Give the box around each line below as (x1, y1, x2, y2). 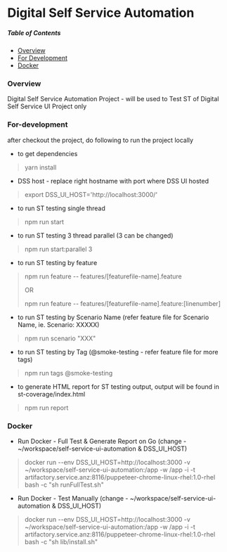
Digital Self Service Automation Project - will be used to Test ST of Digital (7, 95, 219, 103)
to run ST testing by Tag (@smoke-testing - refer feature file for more (17, 347, 219, 356)
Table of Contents (7, 28, 61, 37)
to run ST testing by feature (17, 258, 98, 267)
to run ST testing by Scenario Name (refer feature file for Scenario (17, 313, 209, 321)
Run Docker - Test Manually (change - (17, 494, 129, 503)
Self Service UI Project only (7, 102, 87, 110)
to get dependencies (17, 149, 78, 158)
